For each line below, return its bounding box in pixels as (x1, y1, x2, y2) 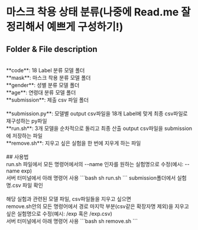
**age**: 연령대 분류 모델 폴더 (6, 89, 76, 96)
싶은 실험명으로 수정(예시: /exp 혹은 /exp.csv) (6, 210, 112, 217)
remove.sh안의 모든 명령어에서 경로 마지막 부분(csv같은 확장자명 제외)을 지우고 (6, 203, 189, 210)
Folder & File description (6, 44, 98, 54)
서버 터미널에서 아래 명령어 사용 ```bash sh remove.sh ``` (6, 218, 138, 225)
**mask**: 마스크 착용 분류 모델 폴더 (6, 74, 91, 81)
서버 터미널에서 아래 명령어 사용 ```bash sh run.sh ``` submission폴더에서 (6, 174, 176, 181)
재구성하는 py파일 (6, 118, 47, 124)
